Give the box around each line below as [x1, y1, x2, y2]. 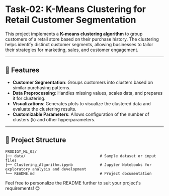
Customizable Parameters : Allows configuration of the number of [12, 111, 149, 117]
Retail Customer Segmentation [5, 14, 136, 26]
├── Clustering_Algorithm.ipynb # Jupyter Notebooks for [5, 162, 152, 167]
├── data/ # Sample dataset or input [5, 153, 156, 158]
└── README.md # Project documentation [5, 171, 152, 176]
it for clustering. [12, 95, 46, 101]
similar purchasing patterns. [12, 84, 71, 91]
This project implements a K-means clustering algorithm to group [5, 31, 143, 37]
